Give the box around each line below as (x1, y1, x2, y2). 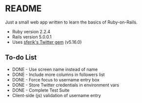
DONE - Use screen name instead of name (12, 66, 98, 72)
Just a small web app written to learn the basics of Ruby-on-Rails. (5, 19, 138, 25)
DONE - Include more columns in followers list (12, 72, 105, 77)
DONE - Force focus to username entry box (12, 77, 100, 82)
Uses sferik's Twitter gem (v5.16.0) (12, 39, 82, 45)
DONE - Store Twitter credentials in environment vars (12, 82, 120, 88)
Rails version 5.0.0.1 (12, 34, 52, 40)
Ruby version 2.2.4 (12, 28, 50, 34)
